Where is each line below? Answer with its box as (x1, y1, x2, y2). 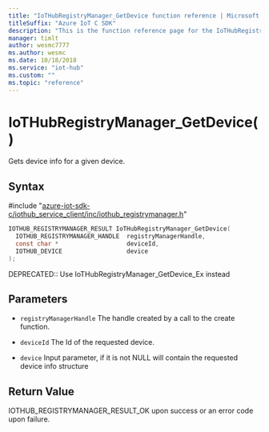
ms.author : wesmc (8, 49, 66, 57)
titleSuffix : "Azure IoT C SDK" (8, 19, 116, 27)
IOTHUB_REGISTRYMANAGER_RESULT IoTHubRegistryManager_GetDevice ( (8, 225, 231, 233)
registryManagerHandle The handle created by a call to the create (19, 314, 235, 323)
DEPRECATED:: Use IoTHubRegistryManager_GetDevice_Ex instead (8, 269, 231, 278)
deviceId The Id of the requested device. (19, 338, 155, 347)
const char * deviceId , (15, 240, 159, 248)
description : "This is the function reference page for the (8, 26, 214, 34)
